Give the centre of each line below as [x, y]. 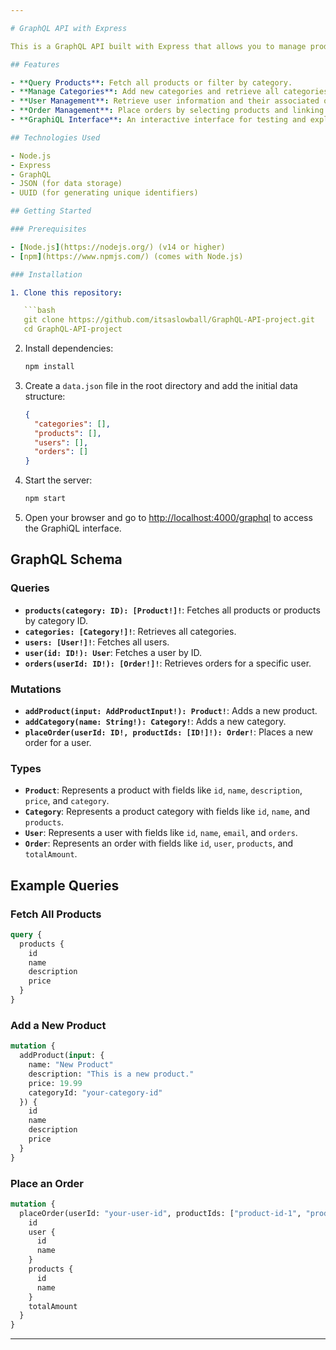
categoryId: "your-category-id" [95, 1092]
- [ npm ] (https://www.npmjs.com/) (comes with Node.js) [127, 256]
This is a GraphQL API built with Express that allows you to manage [158, 46]
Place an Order [47, 1183]
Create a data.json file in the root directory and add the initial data [161, 385]
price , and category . [67, 801]
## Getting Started [51, 211]
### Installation [46, 274]
